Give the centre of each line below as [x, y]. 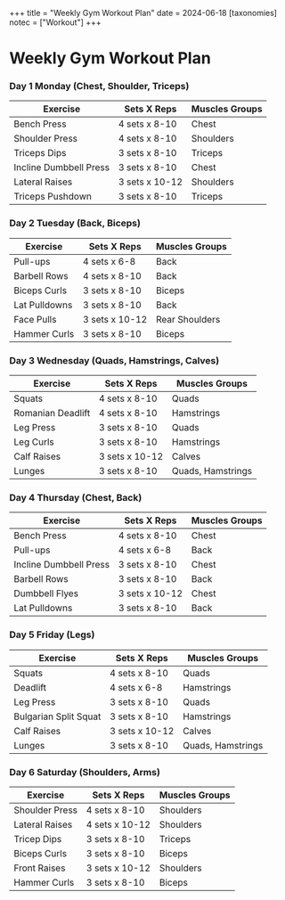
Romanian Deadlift [52, 413]
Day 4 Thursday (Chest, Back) [76, 498]
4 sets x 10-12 [118, 824]
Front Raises [40, 868]
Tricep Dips [38, 839]
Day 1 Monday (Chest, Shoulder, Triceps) [99, 86]
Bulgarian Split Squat [57, 716]
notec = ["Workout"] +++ [55, 22]
